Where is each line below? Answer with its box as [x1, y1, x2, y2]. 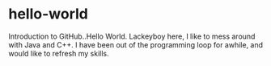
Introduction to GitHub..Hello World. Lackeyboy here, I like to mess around [8, 31, 256, 41]
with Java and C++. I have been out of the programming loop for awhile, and [8, 39, 264, 49]
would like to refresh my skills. [8, 48, 109, 58]
